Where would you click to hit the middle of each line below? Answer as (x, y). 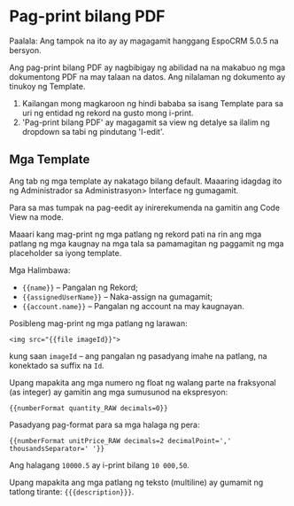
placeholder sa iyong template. (66, 253)
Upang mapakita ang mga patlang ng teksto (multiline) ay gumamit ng (136, 482)
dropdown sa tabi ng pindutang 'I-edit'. (93, 131)
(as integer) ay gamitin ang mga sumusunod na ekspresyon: (119, 392)
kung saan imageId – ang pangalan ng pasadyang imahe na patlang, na (138, 355)
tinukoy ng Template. (47, 86)
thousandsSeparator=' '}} (57, 448)
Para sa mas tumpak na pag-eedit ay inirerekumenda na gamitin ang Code (145, 207)
